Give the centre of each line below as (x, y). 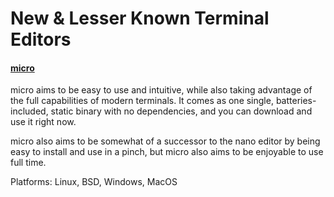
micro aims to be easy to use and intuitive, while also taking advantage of (161, 90)
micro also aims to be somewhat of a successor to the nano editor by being (165, 141)
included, (29, 111)
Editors (41, 39)
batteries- (296, 101)
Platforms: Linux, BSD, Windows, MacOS (94, 182)
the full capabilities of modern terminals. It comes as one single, (142, 101)
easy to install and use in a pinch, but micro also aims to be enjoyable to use (167, 152)
